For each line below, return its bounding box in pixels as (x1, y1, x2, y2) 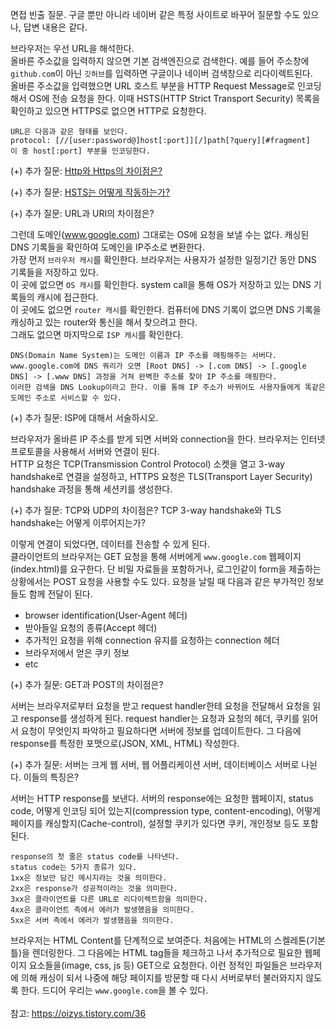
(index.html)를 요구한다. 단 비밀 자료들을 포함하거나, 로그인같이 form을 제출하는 (10, 563, 322, 575)
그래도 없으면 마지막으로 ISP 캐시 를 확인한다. (10, 329, 184, 340)
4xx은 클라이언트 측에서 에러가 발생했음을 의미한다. (10, 905, 195, 915)
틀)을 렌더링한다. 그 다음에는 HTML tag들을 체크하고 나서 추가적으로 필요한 (10, 947, 303, 958)
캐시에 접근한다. (36, 291, 99, 303)
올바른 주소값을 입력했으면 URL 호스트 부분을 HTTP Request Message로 (10, 80, 296, 92)
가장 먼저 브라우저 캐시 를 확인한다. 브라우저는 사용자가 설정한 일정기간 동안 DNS (10, 254, 317, 265)
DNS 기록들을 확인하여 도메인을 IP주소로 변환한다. (10, 241, 205, 253)
